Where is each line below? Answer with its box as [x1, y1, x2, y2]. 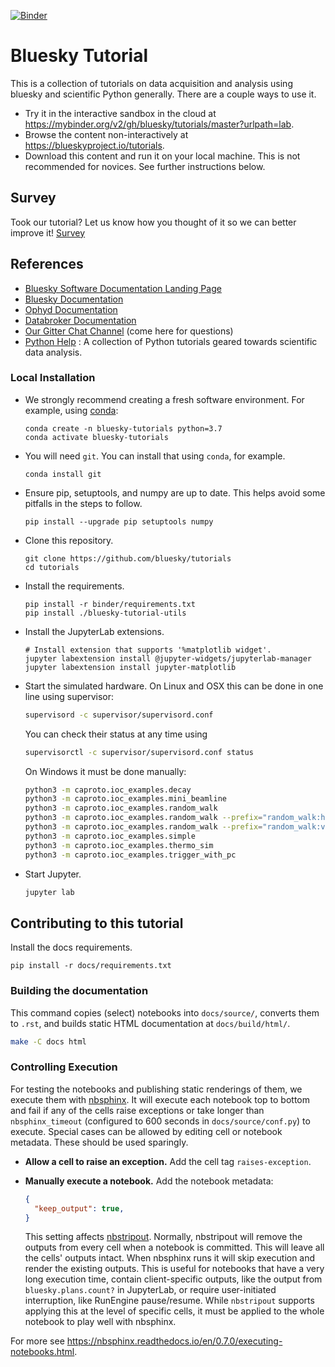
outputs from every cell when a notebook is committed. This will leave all [24, 1241, 325, 1254]
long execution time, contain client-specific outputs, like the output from [24, 1273, 323, 1285]
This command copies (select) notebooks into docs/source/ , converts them [10, 1006, 320, 1019]
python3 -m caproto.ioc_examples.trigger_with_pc [24, 850, 237, 860]
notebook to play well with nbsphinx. [24, 1316, 177, 1328]
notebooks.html [10, 1346, 75, 1358]
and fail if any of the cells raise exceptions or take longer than [10, 1104, 265, 1116]
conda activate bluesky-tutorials [24, 432, 169, 442]
